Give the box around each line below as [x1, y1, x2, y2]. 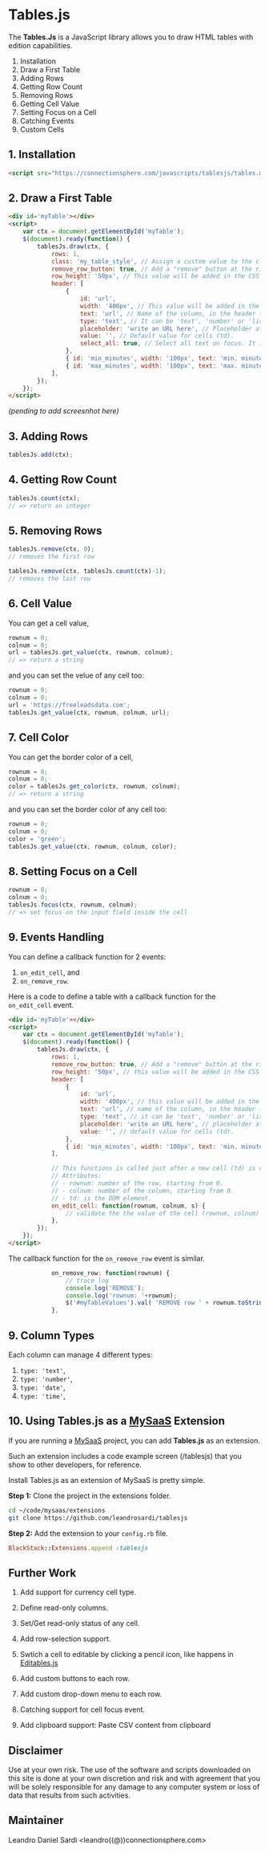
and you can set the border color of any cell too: [8, 804, 167, 814]
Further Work [8, 1566, 77, 1579]
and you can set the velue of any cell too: [8, 670, 144, 680]
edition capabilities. [8, 40, 73, 50]
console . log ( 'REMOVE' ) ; [65, 1284, 146, 1292]
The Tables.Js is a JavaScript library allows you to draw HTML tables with [8, 32, 254, 42]
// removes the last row [8, 575, 91, 583]
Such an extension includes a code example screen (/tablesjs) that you [8, 1451, 242, 1460]
